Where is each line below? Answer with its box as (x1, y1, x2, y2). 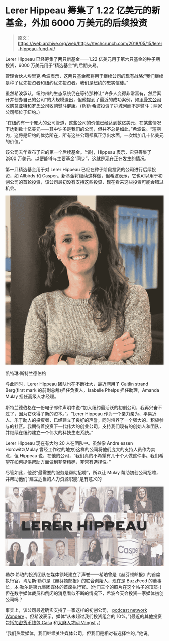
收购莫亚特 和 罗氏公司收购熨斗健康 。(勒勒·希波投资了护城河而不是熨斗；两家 (5, 103, 162, 109)
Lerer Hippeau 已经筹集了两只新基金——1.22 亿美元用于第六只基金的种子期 (5, 56, 160, 62)
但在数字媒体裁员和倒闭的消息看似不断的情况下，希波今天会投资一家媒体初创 (5, 590, 164, 596)
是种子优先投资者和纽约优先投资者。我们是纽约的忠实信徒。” (5, 79, 129, 86)
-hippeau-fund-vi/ (17, 46, 55, 52)
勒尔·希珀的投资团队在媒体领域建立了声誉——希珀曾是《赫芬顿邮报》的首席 (5, 572, 161, 578)
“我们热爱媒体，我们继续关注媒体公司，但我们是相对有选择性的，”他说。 (5, 630, 152, 636)
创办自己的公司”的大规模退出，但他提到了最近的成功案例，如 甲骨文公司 (14, 96, 162, 102)
